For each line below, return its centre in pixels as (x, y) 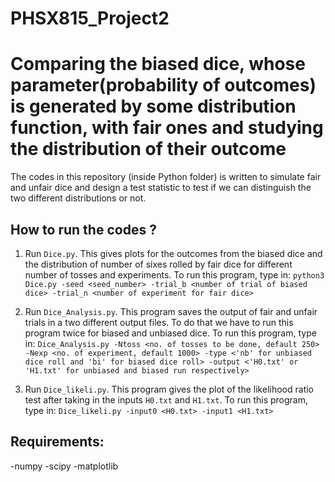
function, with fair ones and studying (167, 128)
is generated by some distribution (153, 106)
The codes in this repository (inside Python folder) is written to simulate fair (166, 177)
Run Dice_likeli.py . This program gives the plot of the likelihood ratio (169, 389)
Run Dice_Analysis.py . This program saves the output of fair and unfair (171, 311)
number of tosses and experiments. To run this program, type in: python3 (174, 274)
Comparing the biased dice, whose (158, 64)
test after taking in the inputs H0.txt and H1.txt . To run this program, (166, 399)
